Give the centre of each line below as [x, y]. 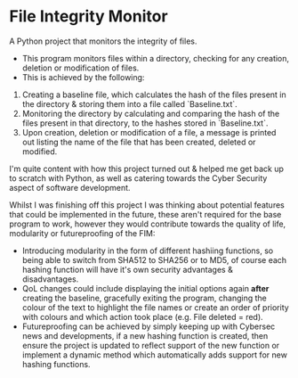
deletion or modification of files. [81, 68]
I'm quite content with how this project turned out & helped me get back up [147, 168]
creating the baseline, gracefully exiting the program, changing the [144, 298]
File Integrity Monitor [89, 16]
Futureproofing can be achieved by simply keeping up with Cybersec [149, 326]
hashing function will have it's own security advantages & [127, 269]
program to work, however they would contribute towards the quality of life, [148, 224]
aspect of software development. [70, 187]
